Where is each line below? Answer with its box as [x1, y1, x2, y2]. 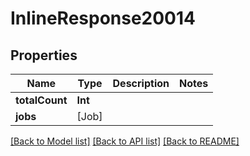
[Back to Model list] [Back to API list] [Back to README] [10, 135, 240, 147]
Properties [10, 47, 78, 64]
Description [112, 77, 170, 90]
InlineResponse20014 [10, 7, 197, 30]
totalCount [15, 93, 68, 107]
